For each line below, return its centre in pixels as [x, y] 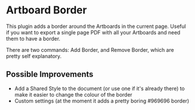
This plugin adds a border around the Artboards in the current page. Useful [96, 26]
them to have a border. [33, 38]
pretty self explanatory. [34, 56]
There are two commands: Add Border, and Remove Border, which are [90, 49]
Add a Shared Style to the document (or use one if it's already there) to [100, 88]
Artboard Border [47, 10]
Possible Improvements [50, 74]
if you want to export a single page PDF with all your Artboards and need [93, 32]
